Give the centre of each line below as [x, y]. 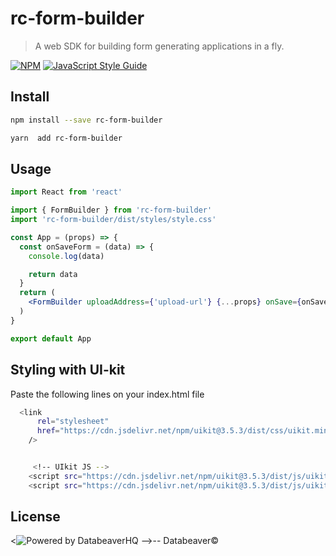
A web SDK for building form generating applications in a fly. [159, 46]
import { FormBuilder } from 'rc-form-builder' [111, 210]
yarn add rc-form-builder [66, 138]
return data [53, 274]
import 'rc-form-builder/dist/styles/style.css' [113, 220]
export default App [51, 338]
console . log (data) [66, 256]
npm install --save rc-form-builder [86, 120]
